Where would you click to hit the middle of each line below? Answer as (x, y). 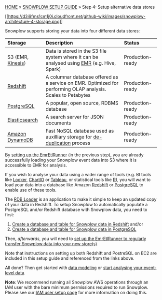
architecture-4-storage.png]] (34, 22)
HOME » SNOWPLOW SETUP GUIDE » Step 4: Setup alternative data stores (80, 7)
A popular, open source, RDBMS (82, 103)
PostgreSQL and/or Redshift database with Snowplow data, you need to (76, 210)
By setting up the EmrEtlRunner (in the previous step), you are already (74, 155)
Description (59, 43)
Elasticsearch (23, 120)
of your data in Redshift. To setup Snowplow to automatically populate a (76, 204)
